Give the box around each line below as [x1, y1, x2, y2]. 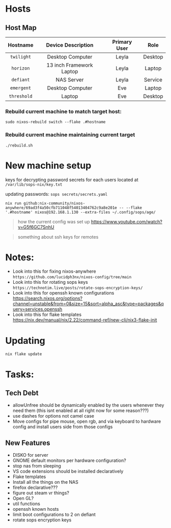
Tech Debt [5, 389, 39, 397]
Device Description [46, 42, 94, 48]
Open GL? [12, 495, 34, 502]
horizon [11, 66, 30, 71]
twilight [10, 54, 32, 60]
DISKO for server [12, 452, 48, 458]
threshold [9, 94, 33, 99]
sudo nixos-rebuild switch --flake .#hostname [5, 120, 106, 125]
